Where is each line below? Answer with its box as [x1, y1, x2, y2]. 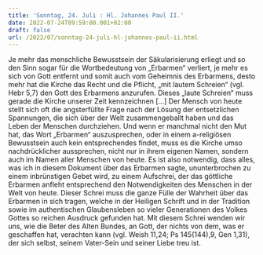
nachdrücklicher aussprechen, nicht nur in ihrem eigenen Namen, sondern [8, 147, 249, 156]
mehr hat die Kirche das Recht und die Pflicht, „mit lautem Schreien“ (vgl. [8, 80, 245, 89]
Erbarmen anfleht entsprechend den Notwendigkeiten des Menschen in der [8, 180, 253, 189]
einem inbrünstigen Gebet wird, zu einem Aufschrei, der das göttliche [8, 172, 233, 181]
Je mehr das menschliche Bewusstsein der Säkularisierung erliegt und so [8, 55, 246, 64]
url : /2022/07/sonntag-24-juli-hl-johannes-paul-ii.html [8, 33, 199, 42]
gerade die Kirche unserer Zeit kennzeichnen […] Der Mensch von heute [8, 97, 243, 106]
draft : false [8, 26, 51, 34]
